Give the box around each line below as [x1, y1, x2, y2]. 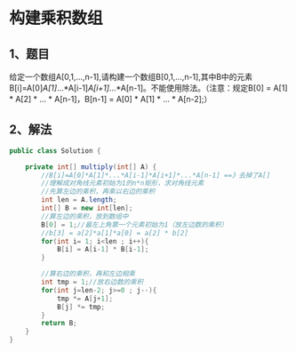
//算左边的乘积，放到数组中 [41, 212, 129, 220]
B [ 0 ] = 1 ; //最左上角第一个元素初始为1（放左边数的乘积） [41, 220, 228, 229]
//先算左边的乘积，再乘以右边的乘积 [41, 188, 156, 196]
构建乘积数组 [9, 8, 104, 28]
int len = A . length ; [41, 196, 117, 204]
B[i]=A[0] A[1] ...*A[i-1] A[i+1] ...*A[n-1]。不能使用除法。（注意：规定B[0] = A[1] [9, 83, 288, 93]
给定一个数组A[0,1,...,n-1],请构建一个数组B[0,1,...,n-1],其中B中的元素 [9, 72, 253, 82]
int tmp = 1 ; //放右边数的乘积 [41, 277, 144, 287]
